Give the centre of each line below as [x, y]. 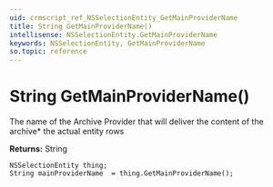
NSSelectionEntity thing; [58, 166]
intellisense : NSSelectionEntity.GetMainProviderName [114, 34]
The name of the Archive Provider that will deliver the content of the [136, 122]
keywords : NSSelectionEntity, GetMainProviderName [107, 43]
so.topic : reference [49, 52]
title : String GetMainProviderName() [81, 26]
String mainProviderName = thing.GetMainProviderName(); [121, 173]
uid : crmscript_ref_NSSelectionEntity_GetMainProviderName [124, 18]
